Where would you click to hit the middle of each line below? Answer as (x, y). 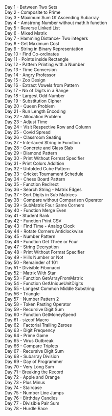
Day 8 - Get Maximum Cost (32, 43)
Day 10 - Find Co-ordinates (32, 54)
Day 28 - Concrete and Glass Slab (39, 148)
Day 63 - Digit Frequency (30, 330)
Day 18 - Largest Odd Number (35, 96)
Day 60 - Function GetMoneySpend (40, 314)
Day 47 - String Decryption (32, 247)
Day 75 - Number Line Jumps (34, 393)
